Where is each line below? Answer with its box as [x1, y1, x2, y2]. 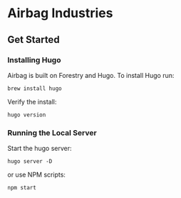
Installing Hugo [7, 55, 61, 65]
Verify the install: [7, 97, 57, 106]
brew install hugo [7, 84, 62, 92]
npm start [7, 184, 37, 192]
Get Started [7, 34, 60, 46]
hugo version [7, 111, 46, 119]
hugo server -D [7, 158, 53, 165]
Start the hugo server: [7, 144, 73, 153]
